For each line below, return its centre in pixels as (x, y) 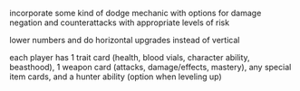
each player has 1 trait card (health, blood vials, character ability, (130, 57)
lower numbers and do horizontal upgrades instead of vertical (125, 40)
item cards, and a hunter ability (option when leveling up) (116, 77)
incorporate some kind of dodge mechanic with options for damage (135, 13)
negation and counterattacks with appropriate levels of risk (119, 23)
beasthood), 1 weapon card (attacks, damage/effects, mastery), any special (150, 67)
